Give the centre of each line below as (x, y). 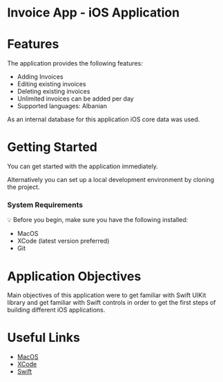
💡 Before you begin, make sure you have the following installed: (98, 220)
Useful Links (44, 338)
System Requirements (45, 205)
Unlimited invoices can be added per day (75, 99)
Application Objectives (74, 276)
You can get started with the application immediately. (83, 166)
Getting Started (52, 147)
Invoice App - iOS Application (94, 13)
